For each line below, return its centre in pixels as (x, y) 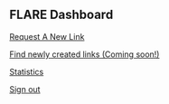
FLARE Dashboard (61, 15)
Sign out (25, 89)
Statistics (27, 71)
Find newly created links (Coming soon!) (84, 54)
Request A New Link (47, 36)
